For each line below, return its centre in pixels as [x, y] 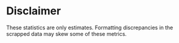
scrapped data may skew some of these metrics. [67, 33]
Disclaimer [34, 11]
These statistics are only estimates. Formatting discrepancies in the [90, 27]
